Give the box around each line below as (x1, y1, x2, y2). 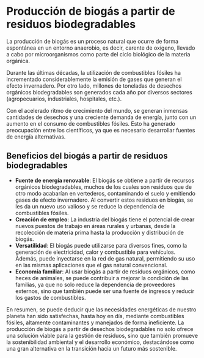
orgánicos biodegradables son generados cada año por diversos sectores (6, 88, 192, 96)
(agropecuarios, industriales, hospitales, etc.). (6, 95, 122, 102)
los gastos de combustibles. (15, 294, 86, 301)
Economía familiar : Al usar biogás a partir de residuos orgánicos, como (15, 268, 195, 275)
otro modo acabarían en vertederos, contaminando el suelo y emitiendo (15, 189, 195, 197)
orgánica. (6, 57, 31, 64)
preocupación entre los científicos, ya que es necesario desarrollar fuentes (6, 126, 195, 134)
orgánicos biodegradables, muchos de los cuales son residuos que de (15, 183, 192, 191)
